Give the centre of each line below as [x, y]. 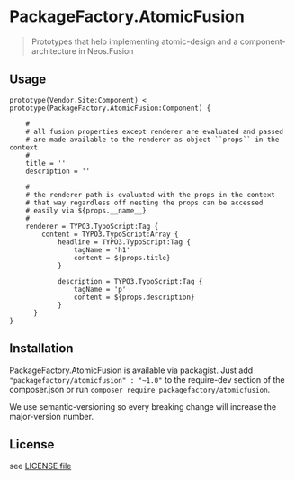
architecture [54, 50]
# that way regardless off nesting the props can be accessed [144, 203]
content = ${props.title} [122, 258]
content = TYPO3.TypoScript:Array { [110, 234]
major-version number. [52, 416]
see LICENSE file [40, 466]
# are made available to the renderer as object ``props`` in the [152, 140]
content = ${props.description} [134, 297]
